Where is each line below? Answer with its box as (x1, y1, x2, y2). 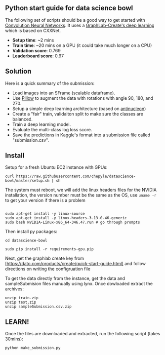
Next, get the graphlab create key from (5, 255, 84, 261)
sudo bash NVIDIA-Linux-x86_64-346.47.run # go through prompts (5, 220, 140, 225)
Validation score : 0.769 (12, 47, 61, 53)
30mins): (5, 336, 23, 342)
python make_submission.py (5, 346, 61, 351)
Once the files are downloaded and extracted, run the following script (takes (5, 331, 161, 337)
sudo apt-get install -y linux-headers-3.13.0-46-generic (5, 216, 127, 221)
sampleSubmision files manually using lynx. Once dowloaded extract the (5, 281, 153, 287)
